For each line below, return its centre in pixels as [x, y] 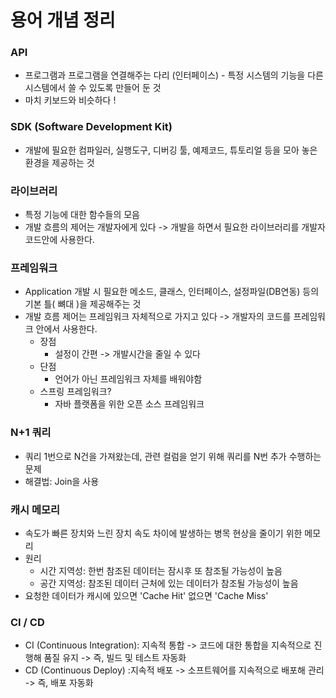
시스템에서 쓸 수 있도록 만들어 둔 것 [93, 88]
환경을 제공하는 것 [59, 162]
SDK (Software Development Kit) [91, 127]
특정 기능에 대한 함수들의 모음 [82, 215]
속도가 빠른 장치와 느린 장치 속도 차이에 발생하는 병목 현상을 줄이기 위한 [163, 533]
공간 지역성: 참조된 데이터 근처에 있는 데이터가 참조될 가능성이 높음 [169, 583]
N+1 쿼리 [31, 433]
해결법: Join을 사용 [62, 481]
